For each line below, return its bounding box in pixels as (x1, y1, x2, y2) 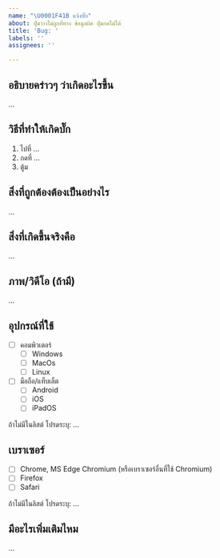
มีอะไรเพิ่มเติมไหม (8, 522, 78, 536)
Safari (19, 482, 40, 492)
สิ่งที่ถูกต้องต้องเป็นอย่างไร (8, 186, 110, 199)
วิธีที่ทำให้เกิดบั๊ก (8, 122, 71, 136)
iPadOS (31, 403, 58, 413)
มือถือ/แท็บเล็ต (19, 376, 59, 386)
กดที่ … (19, 153, 40, 163)
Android (31, 385, 58, 395)
